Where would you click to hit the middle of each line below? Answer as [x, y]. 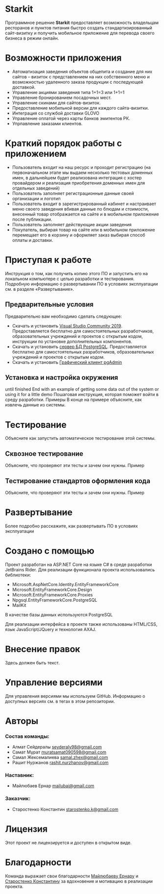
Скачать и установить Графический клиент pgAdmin [67, 362]
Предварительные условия [49, 305]
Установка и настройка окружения [62, 377]
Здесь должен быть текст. [32, 662]
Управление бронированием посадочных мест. [62, 97]
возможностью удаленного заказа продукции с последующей [78, 82]
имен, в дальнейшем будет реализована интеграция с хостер [77, 178]
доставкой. [24, 87]
